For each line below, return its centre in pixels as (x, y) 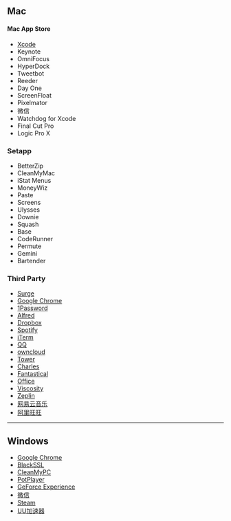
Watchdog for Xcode (46, 118)
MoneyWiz (32, 188)
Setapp (20, 151)
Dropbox (30, 323)
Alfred (26, 315)
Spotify (27, 330)
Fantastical (33, 374)
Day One (30, 88)
